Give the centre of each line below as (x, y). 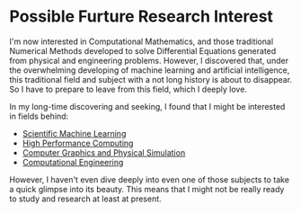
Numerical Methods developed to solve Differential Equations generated (143, 50)
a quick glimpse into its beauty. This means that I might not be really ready (147, 189)
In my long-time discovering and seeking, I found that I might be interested (147, 106)
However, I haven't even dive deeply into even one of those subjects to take (150, 179)
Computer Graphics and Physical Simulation (104, 152)
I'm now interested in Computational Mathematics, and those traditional (142, 41)
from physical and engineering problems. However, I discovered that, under (149, 60)
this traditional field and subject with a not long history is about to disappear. (151, 79)
